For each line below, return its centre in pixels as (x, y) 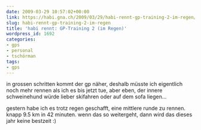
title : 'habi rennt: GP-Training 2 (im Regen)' (67, 28)
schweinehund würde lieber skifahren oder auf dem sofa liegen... (86, 97)
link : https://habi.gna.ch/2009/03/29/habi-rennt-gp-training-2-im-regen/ (101, 17)
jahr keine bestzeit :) (31, 121)
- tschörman (21, 56)
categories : (21, 39)
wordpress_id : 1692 (31, 34)
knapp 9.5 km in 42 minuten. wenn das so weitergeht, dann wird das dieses (99, 114)
